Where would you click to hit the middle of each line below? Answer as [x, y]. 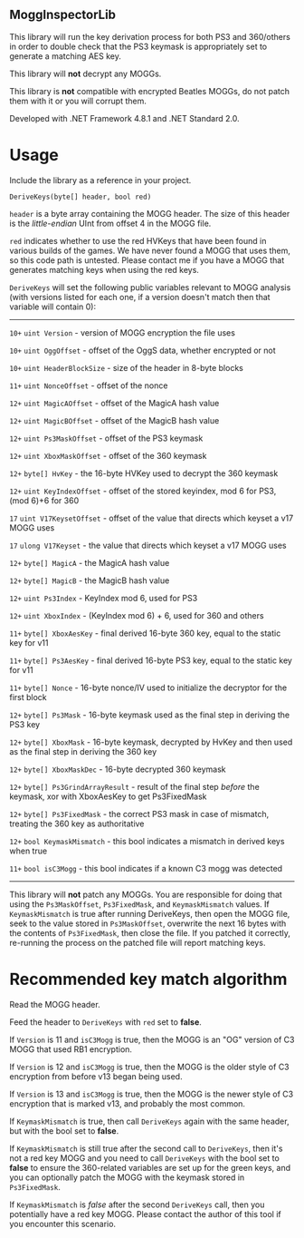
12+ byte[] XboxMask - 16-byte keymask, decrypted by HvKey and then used [151, 742]
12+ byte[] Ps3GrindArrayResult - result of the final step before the [134, 786]
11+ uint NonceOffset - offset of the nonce [89, 385]
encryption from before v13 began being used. [96, 1076]
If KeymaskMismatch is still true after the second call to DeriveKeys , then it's [146, 1148]
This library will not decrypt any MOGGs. [85, 73]
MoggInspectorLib [62, 15]
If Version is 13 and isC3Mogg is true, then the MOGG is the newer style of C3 [152, 1094]
